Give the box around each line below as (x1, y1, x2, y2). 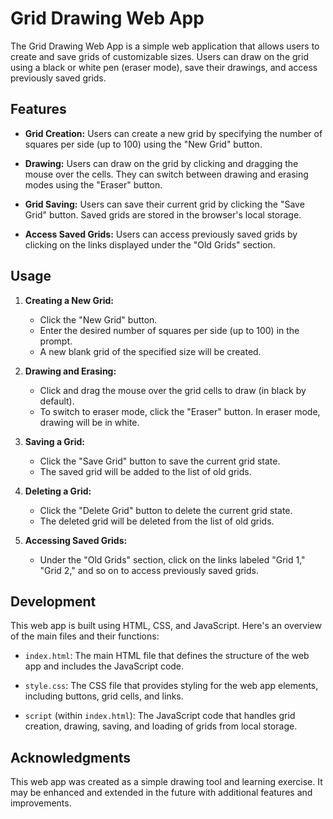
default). (39, 395, 75, 407)
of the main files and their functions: (10, 630, 160, 642)
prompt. (39, 335, 73, 347)
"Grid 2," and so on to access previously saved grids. (39, 564, 260, 576)
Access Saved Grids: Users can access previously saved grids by (24, 228, 298, 240)
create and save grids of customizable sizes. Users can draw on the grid (10, 50, 309, 62)
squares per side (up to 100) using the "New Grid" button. (24, 138, 263, 150)
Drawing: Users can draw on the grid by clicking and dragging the (24, 157, 299, 169)
